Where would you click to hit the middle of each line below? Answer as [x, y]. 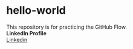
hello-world [36, 10]
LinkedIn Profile [26, 33]
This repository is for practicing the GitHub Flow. [66, 27]
